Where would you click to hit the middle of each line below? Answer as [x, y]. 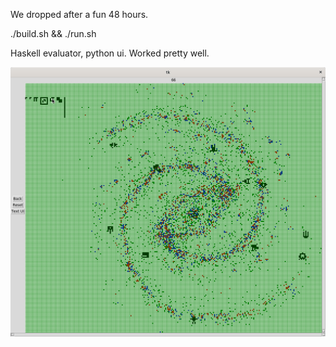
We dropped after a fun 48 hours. [79, 14]
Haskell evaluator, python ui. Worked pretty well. [110, 53]
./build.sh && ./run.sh [53, 33]
